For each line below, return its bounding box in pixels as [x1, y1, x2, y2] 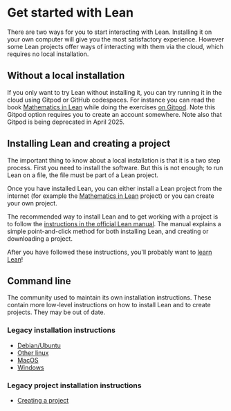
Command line [7, 275, 71, 286]
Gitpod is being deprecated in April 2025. [7, 118, 124, 126]
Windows [17, 363, 44, 372]
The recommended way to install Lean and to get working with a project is [7, 212, 219, 221]
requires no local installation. [7, 50, 89, 58]
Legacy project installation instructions [7, 381, 142, 390]
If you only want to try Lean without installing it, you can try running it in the [7, 88, 223, 96]
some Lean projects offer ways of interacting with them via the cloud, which [7, 42, 223, 51]
